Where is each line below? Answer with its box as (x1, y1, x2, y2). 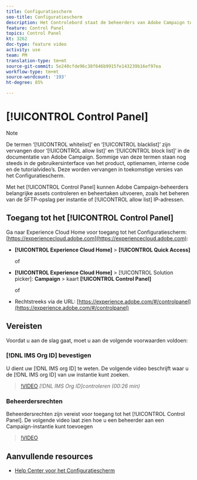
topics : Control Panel (6, 31, 62, 36)
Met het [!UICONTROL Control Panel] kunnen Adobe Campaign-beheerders (6, 183, 189, 190)
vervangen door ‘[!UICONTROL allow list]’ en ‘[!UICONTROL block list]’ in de (6, 147, 190, 154)
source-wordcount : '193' (6, 74, 67, 80)
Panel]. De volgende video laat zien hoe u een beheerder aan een (6, 417, 164, 424)
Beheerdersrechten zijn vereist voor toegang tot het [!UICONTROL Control (6, 411, 185, 418)
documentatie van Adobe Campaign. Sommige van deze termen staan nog (6, 153, 186, 160)
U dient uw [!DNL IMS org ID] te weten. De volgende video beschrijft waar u (6, 365, 189, 372)
